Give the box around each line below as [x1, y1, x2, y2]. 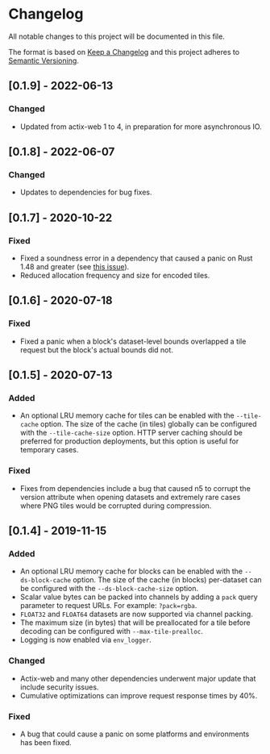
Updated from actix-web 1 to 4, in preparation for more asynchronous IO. [19, 122, 262, 131]
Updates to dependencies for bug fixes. [19, 187, 152, 198]
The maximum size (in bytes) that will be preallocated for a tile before [19, 618, 251, 627]
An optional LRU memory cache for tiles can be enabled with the [19, 410, 235, 420]
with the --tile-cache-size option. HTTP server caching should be [19, 428, 243, 438]
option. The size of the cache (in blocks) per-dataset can [72, 575, 262, 585]
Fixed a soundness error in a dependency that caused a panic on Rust [19, 253, 253, 263]
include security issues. [19, 682, 99, 692]
